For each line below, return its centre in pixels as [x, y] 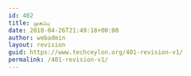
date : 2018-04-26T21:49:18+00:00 [64, 30]
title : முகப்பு [29, 23]
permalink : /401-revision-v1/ [58, 60]
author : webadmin [37, 38]
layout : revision [37, 45]
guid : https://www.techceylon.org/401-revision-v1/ [95, 52]
